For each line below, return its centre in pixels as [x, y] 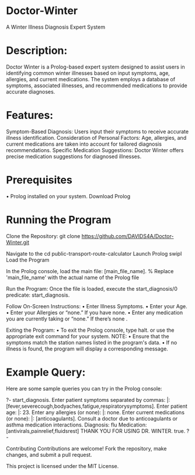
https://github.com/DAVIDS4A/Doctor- [128, 236]
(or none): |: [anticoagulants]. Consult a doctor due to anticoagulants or [92, 418]
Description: [37, 51]
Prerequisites [39, 180]
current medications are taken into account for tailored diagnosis [84, 144]
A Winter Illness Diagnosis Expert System [56, 27]
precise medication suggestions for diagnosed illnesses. [74, 156]
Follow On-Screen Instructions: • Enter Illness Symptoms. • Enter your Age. [97, 306]
